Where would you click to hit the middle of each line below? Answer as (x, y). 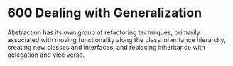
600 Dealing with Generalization (105, 13)
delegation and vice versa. (46, 55)
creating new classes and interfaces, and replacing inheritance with (107, 47)
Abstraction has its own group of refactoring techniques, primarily (104, 32)
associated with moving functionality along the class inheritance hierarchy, (116, 39)
